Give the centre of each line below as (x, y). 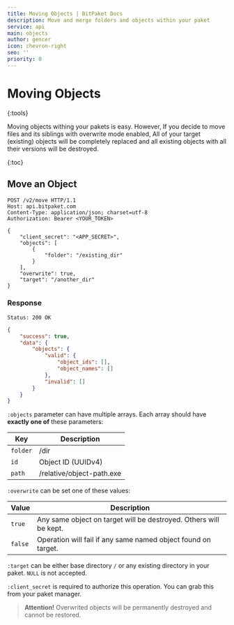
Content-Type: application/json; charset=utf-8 (78, 212)
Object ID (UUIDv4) (71, 462)
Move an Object (42, 185)
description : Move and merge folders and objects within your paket (109, 20)
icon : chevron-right (37, 46)
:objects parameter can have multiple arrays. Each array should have (107, 414)
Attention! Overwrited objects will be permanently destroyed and (118, 608)
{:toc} (15, 162)
